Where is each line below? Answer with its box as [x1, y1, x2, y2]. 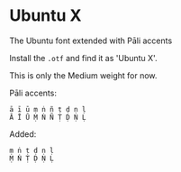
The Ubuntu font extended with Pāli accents [9, 35, 173, 46]
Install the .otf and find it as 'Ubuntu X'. [9, 52, 158, 63]
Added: [9, 128, 37, 140]
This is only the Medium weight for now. [9, 69, 158, 81]
